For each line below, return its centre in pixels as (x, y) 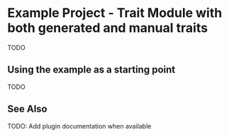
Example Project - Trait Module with (115, 13)
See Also (27, 109)
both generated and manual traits (107, 28)
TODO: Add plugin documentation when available (79, 126)
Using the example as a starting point (91, 70)
